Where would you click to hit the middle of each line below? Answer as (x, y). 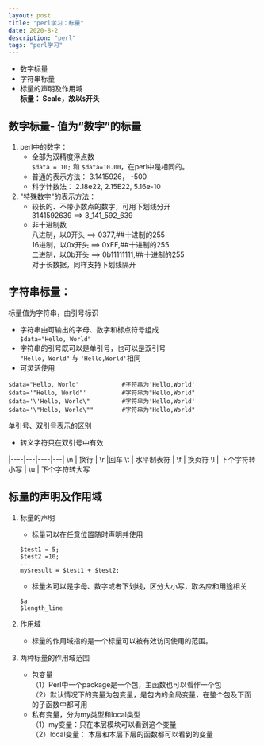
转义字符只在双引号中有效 (61, 442)
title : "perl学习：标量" (46, 23)
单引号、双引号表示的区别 (50, 425)
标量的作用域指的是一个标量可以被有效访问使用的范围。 (122, 640)
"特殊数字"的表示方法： (58, 196)
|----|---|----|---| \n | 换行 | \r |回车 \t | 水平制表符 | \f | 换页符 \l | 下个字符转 (132, 459)
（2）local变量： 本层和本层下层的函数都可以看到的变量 (122, 734)
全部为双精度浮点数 (63, 157)
